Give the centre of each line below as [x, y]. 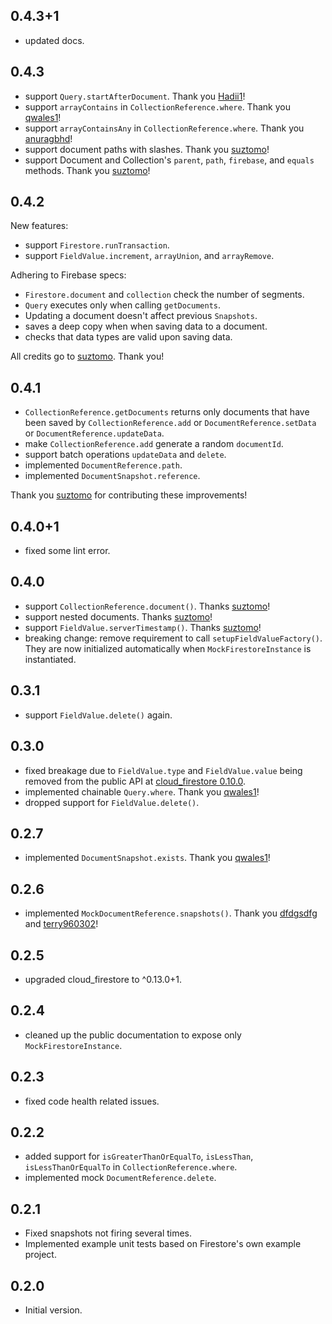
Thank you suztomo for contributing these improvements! [129, 495]
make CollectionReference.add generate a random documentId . [154, 444]
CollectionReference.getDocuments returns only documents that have [167, 412]
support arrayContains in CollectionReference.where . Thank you [157, 106]
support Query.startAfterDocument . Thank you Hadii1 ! [135, 96]
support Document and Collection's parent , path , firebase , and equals [169, 160]
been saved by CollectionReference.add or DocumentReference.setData [170, 423]
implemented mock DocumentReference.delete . [120, 1178]
